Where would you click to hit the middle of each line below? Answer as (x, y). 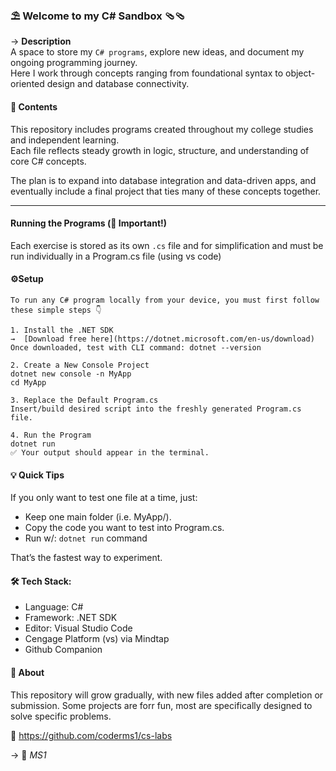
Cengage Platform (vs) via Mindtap (97, 639)
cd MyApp (28, 382)
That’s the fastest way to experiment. (86, 558)
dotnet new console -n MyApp (71, 374)
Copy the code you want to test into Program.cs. (124, 528)
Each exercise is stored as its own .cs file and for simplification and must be (167, 245)
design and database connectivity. (118, 84)
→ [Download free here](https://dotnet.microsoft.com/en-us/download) (162, 339)
